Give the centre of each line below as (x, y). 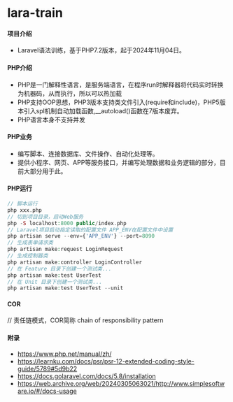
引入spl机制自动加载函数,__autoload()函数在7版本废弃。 (103, 110)
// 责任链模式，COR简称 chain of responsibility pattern (85, 320)
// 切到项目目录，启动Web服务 (45, 217)
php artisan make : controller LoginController (75, 262)
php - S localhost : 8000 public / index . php (67, 223)
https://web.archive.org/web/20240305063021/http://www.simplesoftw (121, 383)
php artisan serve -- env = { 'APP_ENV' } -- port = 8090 (81, 236)
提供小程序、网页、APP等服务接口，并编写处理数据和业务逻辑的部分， (119, 162)
